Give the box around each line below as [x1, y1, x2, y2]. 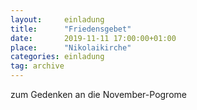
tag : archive [10, 61, 65, 71]
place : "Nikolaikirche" [10, 42, 132, 53]
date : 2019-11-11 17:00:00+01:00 [10, 33, 177, 43]
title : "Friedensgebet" [10, 24, 132, 34]
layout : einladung [10, 14, 105, 25]
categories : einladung [10, 52, 105, 62]
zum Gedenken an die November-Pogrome [10, 89, 187, 100]
